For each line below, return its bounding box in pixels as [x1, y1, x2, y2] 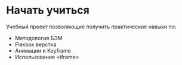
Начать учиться [6, 4, 90, 17]
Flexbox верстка [14, 41, 57, 48]
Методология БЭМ [14, 34, 63, 41]
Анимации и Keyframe [14, 47, 72, 54]
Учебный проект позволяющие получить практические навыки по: [6, 23, 177, 30]
